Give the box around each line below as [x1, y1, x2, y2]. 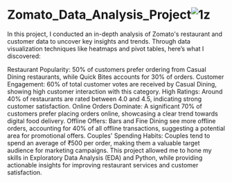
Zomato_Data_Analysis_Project [7, 7, 192, 23]
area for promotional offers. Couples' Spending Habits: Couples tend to [7, 131, 211, 140]
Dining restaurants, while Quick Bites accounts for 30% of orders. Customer [7, 73, 224, 81]
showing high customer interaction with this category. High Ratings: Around [7, 87, 223, 95]
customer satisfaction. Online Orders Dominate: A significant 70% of [7, 102, 203, 110]
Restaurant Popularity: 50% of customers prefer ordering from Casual [7, 65, 206, 73]
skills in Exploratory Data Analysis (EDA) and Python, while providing [7, 153, 203, 162]
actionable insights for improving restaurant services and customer [7, 161, 199, 169]
